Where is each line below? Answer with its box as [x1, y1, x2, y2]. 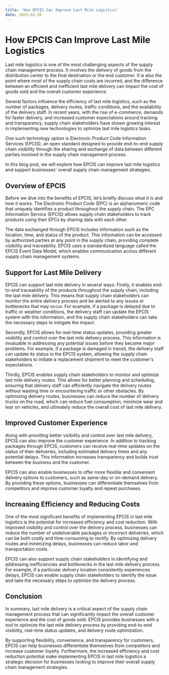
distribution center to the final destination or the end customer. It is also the [5, 72, 162, 79]
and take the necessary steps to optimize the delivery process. [5, 577, 137, 584]
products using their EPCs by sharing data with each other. [5, 217, 128, 223]
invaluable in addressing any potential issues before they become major [5, 340, 155, 346]
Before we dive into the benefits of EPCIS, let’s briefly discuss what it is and [5, 195, 163, 201]
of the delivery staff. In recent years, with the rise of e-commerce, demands [5, 109, 163, 115]
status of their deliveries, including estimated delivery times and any [5, 448, 148, 454]
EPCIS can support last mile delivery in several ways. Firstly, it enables [5, 282, 152, 288]
